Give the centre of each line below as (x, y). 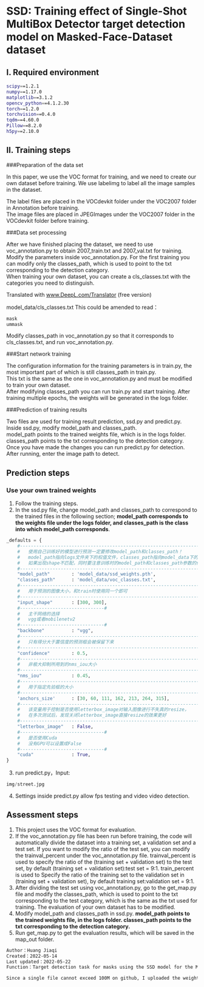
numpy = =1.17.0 (24, 92)
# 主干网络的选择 (39, 614)
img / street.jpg (25, 784)
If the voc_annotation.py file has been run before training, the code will (104, 836)
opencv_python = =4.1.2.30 (38, 103)
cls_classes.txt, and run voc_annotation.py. (60, 342)
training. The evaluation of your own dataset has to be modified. (95, 907)
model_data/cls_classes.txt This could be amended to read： (83, 307)
